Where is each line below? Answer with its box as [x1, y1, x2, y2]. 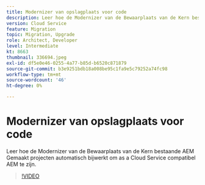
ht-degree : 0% [6, 83, 43, 89]
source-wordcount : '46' [6, 77, 67, 83]
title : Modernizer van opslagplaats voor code [6, 9, 127, 15]
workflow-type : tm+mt [6, 71, 62, 78]
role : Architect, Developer [6, 37, 78, 43]
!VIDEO [21, 172, 40, 180]
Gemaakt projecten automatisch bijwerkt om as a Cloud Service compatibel [6, 154, 196, 161]
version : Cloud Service [6, 20, 67, 26]
